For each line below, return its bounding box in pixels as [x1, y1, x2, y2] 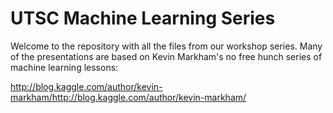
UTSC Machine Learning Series [10, 7, 276, 30]
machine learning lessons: [10, 61, 119, 73]
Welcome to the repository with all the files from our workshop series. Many [10, 40, 323, 52]
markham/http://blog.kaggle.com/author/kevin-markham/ [10, 91, 247, 103]
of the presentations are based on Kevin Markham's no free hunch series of [10, 50, 323, 62]
